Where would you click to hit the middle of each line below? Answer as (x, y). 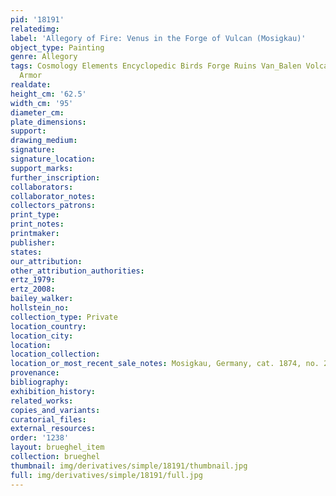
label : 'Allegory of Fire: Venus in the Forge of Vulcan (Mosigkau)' (158, 38)
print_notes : (37, 224)
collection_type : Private (64, 317)
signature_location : (53, 159)
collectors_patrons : (53, 206)
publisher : (33, 242)
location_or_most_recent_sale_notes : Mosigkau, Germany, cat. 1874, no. (165, 364)
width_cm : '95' (42, 103)
